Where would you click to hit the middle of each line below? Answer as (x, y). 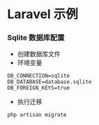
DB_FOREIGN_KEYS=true (39, 88)
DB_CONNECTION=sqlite (39, 76)
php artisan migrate (37, 115)
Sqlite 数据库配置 (36, 37)
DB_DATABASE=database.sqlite (49, 82)
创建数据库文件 (39, 54)
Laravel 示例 (43, 14)
